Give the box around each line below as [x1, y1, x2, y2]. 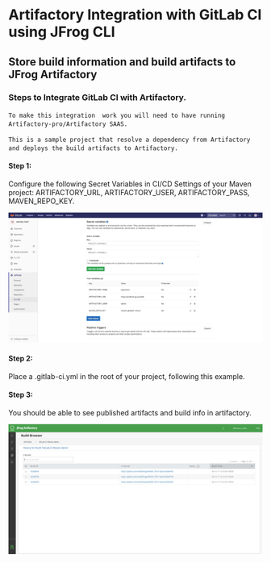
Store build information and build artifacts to [8, 55, 236, 69]
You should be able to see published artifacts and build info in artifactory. [8, 407, 252, 417]
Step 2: [8, 353, 34, 364]
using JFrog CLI [8, 23, 115, 41]
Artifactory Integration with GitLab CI [8, 6, 262, 24]
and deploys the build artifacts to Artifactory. [8, 144, 179, 152]
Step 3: [8, 390, 34, 400]
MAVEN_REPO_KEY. [8, 196, 75, 206]
